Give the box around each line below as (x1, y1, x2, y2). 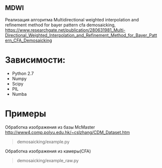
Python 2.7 (12, 70, 34, 76)
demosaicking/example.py (16, 138, 70, 145)
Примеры (5, 108, 46, 119)
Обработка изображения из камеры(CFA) (5, 148, 91, 154)
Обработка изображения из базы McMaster (5, 124, 95, 130)
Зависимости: (5, 54, 66, 65)
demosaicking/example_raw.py (16, 157, 79, 163)
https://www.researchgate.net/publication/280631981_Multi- (5, 27, 126, 33)
